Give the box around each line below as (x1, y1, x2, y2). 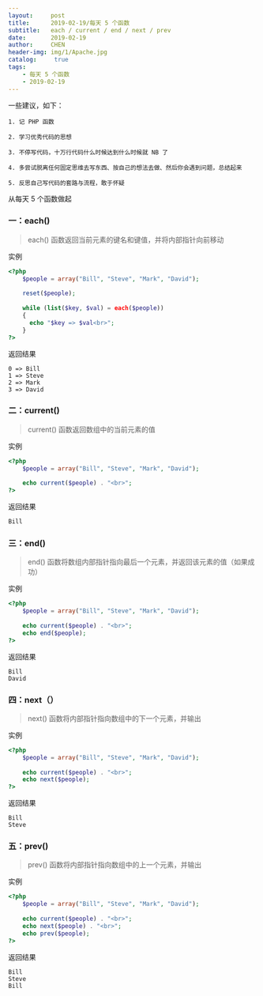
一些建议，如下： (8, 100, 64, 110)
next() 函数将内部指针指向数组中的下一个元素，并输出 (27, 713, 201, 723)
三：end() (8, 538, 46, 549)
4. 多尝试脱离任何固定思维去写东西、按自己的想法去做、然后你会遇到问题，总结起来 (8, 164, 242, 172)
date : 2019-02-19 (8, 33, 87, 42)
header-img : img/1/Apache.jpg (8, 48, 108, 56)
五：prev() (8, 841, 49, 852)
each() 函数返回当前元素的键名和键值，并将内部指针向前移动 (27, 235, 224, 244)
